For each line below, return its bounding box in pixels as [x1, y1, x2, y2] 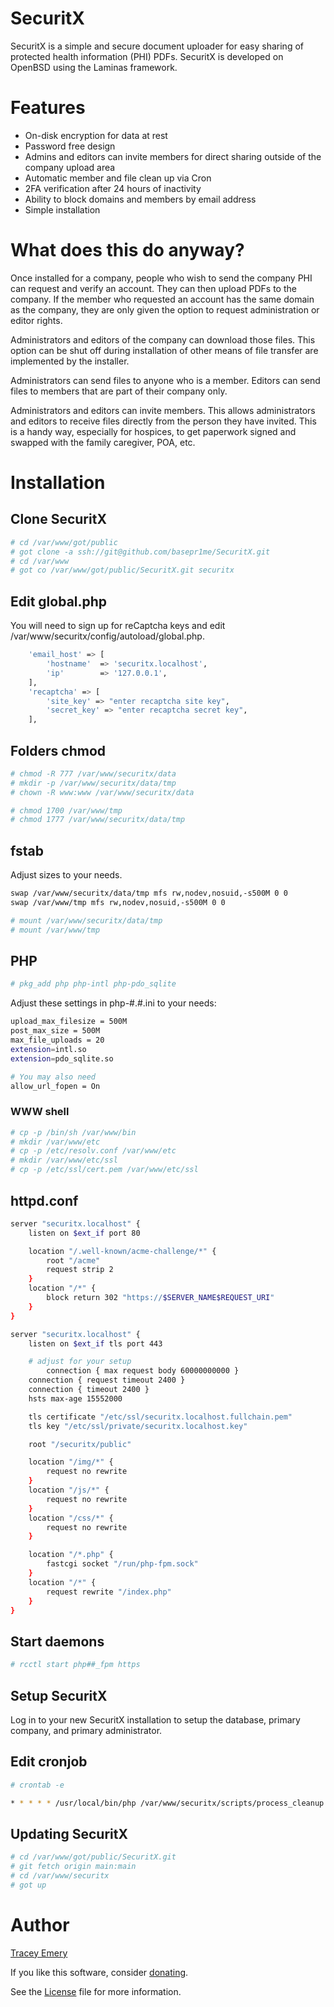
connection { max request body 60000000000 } [46, 1366, 240, 1376]
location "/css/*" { [28, 1513, 114, 1523]
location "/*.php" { [28, 1550, 114, 1560]
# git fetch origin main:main [10, 1862, 137, 1872]
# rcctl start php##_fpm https [10, 1660, 141, 1670]
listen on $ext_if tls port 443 [28, 1338, 163, 1349]
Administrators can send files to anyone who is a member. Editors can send [10, 374, 321, 386]
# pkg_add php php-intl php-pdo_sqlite [10, 979, 177, 989]
